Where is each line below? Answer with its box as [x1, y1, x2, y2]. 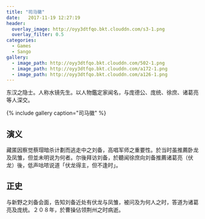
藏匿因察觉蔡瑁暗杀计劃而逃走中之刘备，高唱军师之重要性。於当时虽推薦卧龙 [6, 146, 199, 154]
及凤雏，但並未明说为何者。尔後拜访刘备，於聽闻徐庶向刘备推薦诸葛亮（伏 [6, 154, 193, 162]
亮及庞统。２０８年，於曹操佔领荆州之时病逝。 [6, 206, 124, 214]
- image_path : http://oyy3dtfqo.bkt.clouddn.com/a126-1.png [12, 71, 168, 77]
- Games [12, 43, 32, 49]
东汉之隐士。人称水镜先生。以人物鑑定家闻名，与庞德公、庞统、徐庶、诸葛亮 [6, 89, 199, 96]
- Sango [12, 49, 32, 55]
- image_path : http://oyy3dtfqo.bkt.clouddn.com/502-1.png [12, 60, 165, 66]
